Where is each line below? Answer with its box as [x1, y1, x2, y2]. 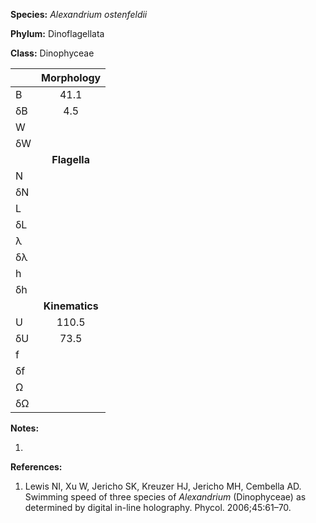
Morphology [41, 71, 102, 84]
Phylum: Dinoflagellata [10, 28, 105, 39]
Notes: [10, 422, 40, 434]
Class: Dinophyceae [10, 47, 95, 59]
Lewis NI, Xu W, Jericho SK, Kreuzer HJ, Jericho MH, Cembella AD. [24, 480, 302, 492]
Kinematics [43, 299, 99, 313]
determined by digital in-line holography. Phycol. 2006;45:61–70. [24, 502, 292, 513]
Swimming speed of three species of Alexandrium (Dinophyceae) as [24, 491, 307, 503]
